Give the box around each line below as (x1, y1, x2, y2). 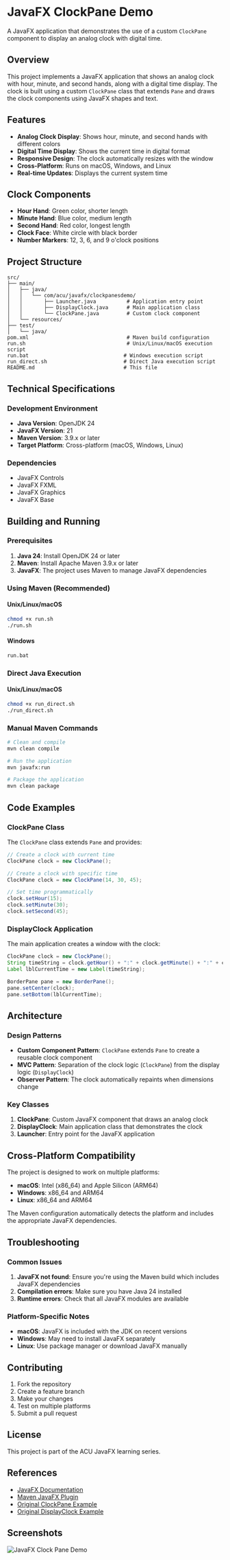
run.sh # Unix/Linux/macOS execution (7, 341, 213, 347)
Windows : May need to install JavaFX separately (16, 1335, 156, 1343)
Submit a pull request (16, 1409, 77, 1418)
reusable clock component (16, 1053, 92, 1062)
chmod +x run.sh (7, 615, 53, 622)
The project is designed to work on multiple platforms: (7, 1168, 159, 1176)
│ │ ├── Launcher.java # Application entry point (7, 298, 204, 306)
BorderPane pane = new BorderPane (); (7, 978, 115, 985)
